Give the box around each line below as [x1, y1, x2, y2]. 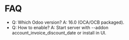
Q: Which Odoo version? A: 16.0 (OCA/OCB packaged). [11, 19, 125, 25]
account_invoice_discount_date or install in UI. [11, 30, 107, 36]
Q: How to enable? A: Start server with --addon [11, 24, 109, 30]
